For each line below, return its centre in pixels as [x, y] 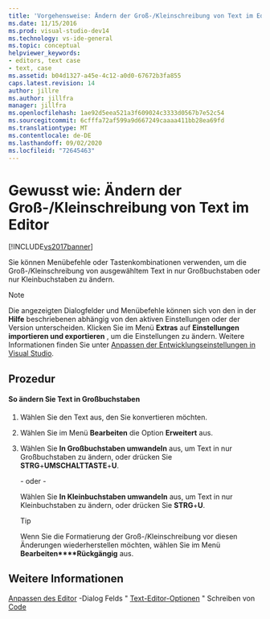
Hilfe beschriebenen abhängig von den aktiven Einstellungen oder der [125, 320]
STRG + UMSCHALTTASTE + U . [69, 465]
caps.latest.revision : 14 [51, 83]
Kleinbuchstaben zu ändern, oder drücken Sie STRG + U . [112, 505]
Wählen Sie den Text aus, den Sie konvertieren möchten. [113, 417]
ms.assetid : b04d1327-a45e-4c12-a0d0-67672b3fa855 [95, 76]
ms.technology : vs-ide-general [61, 38]
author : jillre [34, 91]
